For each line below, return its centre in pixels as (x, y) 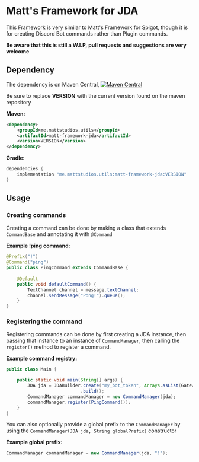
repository (19, 102)
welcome (18, 51)
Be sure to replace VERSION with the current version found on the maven (96, 95)
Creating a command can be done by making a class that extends (86, 228)
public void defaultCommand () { (57, 284)
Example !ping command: (38, 246)
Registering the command (44, 321)
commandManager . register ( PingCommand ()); (79, 402)
